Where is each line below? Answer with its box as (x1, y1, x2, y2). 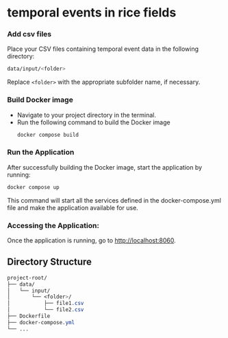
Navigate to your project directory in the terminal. (16, 111, 156, 119)
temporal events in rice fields (7, 5, 177, 21)
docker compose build (16, 131, 79, 138)
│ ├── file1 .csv (7, 300, 84, 307)
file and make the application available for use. (7, 203, 138, 212)
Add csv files (7, 30, 52, 39)
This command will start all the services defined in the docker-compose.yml (7, 196, 221, 204)
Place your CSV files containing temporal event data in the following (7, 45, 199, 53)
